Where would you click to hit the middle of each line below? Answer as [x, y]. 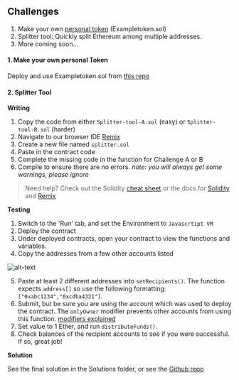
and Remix [40, 196]
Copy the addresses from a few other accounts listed [96, 254]
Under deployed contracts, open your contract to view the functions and [124, 239]
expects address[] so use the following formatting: [92, 289]
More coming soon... [48, 44]
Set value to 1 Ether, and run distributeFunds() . [87, 327]
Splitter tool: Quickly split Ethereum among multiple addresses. [110, 36]
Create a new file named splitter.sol [74, 144]
